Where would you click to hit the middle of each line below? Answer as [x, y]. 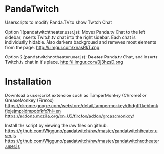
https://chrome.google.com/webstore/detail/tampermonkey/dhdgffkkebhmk [82, 105]
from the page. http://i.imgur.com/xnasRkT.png [52, 47]
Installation [28, 82]
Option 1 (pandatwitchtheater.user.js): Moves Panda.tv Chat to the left [75, 32]
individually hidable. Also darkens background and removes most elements [81, 42]
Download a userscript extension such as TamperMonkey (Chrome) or [76, 95]
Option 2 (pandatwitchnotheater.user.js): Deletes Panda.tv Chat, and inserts [81, 57]
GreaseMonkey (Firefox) [30, 100]
